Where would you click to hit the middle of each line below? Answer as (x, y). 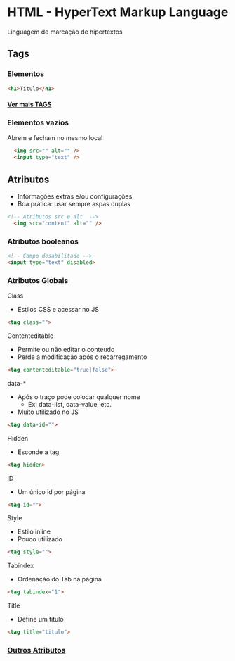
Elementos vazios (38, 122)
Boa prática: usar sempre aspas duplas (74, 203)
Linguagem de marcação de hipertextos (65, 32)
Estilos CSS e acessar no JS (58, 310)
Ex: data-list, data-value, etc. (70, 404)
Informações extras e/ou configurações (75, 196)
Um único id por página (51, 492)
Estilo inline (34, 531)
